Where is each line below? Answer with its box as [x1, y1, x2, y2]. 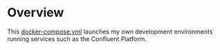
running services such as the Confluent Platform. [7, 34, 147, 42]
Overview [7, 5, 64, 21]
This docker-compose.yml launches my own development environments [7, 27, 213, 36]
